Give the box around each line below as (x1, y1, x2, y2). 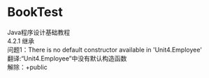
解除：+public (7, 63, 48, 71)
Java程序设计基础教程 (7, 28, 71, 36)
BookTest (7, 4, 63, 20)
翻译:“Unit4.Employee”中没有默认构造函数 (7, 54, 127, 63)
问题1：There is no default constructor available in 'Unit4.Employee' (7, 45, 203, 54)
